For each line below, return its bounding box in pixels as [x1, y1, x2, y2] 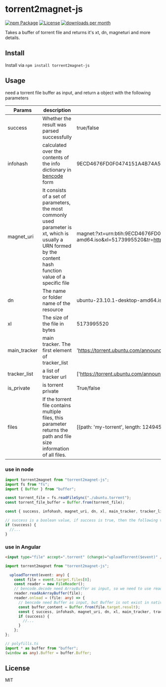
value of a [42, 273, 66, 280]
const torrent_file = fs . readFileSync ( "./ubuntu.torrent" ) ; [5, 496, 132, 501]
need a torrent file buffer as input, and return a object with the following [5, 90, 151, 95]
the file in [42, 320, 64, 327]
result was [42, 121, 67, 128]
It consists [42, 186, 67, 193]
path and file [42, 433, 72, 440]
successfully [42, 134, 72, 140]
